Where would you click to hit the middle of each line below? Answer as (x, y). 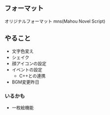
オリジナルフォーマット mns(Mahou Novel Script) (55, 21)
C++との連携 (32, 76)
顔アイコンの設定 (29, 63)
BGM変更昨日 (26, 82)
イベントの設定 (27, 70)
